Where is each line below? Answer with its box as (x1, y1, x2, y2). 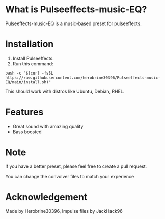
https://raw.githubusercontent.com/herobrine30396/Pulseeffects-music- (5, 75, 160, 80)
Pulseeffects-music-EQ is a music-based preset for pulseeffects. (5, 20, 142, 27)
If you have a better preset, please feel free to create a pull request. (5, 163, 147, 169)
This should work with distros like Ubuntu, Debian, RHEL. (5, 88, 125, 94)
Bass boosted (12, 129, 42, 135)
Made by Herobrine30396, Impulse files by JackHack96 (5, 208, 123, 214)
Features (5, 106, 44, 118)
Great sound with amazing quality (12, 123, 84, 129)
